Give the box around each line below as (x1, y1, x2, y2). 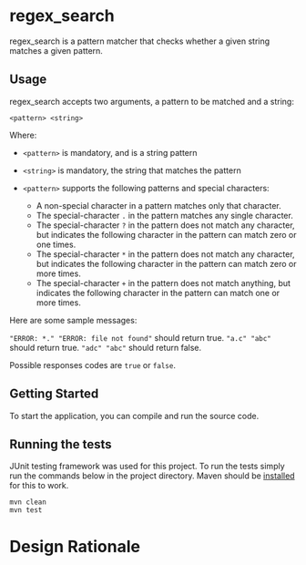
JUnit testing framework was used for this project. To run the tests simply (9, 461, 285, 472)
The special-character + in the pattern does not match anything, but (36, 277, 291, 288)
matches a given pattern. (9, 45, 103, 56)
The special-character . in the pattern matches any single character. (36, 210, 293, 221)
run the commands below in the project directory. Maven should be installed (9, 470, 295, 481)
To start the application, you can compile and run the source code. (9, 410, 260, 421)
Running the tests (9, 437, 112, 452)
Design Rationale (9, 536, 141, 557)
